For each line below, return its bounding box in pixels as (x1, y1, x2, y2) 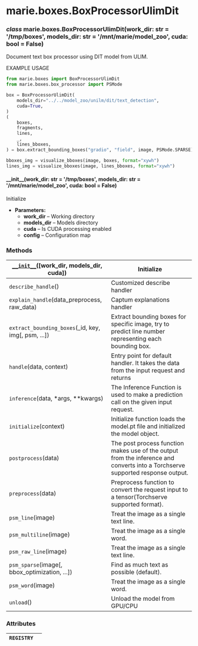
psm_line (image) (9, 514, 55, 522)
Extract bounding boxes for (111, 313, 187, 321)
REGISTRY (9, 635, 34, 641)
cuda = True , (16, 103, 44, 109)
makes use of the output (111, 446, 179, 455)
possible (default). (111, 568, 162, 577)
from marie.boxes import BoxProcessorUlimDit (6, 76, 120, 82)
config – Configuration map (23, 231, 91, 238)
